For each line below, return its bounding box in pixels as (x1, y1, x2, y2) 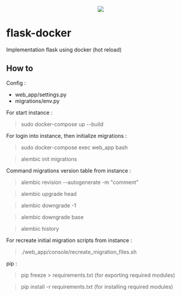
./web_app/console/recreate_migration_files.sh (20, 248, 137, 255)
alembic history (20, 225, 59, 232)
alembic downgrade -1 (20, 201, 77, 209)
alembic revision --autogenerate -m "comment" (20, 179, 139, 186)
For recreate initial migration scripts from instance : (6, 237, 132, 244)
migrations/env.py (14, 97, 60, 104)
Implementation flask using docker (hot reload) (6, 46, 122, 53)
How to (6, 64, 34, 74)
